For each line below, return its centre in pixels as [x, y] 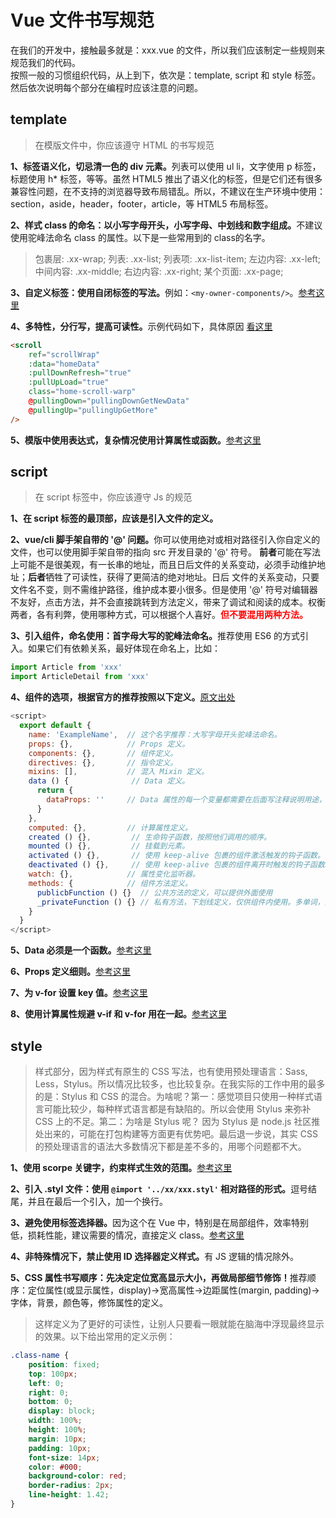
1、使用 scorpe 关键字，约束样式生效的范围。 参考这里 [121, 1167]
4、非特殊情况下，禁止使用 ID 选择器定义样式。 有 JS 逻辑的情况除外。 [154, 1256]
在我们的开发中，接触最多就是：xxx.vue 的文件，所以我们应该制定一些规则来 [168, 50]
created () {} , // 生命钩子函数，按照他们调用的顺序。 [150, 837]
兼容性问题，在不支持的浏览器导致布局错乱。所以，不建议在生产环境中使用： [168, 191]
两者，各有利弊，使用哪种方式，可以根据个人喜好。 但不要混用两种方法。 [159, 615]
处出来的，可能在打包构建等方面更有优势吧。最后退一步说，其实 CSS [176, 1134]
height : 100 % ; [57, 1430]
